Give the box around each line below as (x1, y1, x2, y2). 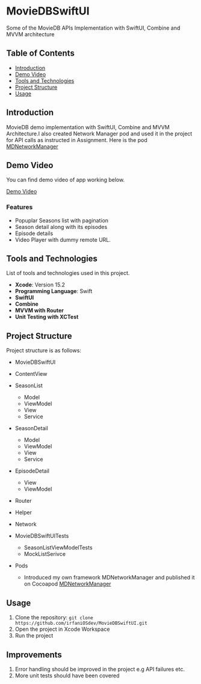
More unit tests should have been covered (14, 672, 120, 679)
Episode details (14, 230, 54, 237)
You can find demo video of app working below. (6, 176, 125, 184)
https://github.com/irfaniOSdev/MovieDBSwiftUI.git (14, 621, 147, 627)
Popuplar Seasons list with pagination (14, 216, 109, 224)
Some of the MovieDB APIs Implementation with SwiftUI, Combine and (6, 24, 181, 31)
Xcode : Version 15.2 (14, 281, 65, 288)
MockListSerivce (23, 550, 66, 558)
